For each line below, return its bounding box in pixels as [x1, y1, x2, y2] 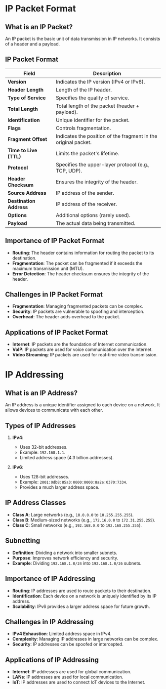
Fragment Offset [7, 135, 47, 142]
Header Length [7, 86, 43, 93]
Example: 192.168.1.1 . [19, 449, 66, 455]
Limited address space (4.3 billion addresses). [19, 455, 114, 461]
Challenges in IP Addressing [5, 617, 94, 626]
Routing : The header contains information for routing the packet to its [12, 250, 154, 256]
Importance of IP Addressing [5, 574, 95, 583]
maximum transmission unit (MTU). [12, 265, 84, 271]
